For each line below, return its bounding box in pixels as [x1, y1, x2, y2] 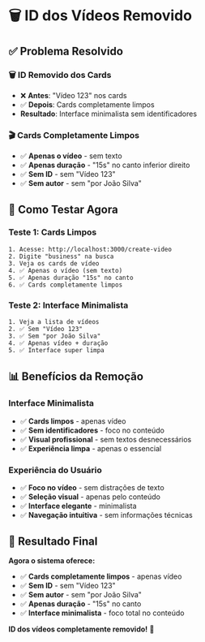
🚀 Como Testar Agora [8, 202, 119, 216]
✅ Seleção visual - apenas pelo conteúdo [19, 492, 160, 502]
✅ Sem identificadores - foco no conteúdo [19, 425, 164, 435]
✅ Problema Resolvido [8, 44, 124, 58]
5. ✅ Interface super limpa [8, 347, 105, 355]
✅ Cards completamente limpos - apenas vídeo [19, 571, 182, 581]
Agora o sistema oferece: [8, 555, 96, 565]
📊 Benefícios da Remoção [8, 369, 144, 383]
